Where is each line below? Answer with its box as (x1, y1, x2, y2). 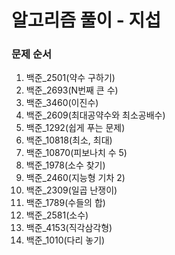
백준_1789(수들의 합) (25, 197, 106, 209)
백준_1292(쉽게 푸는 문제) (25, 122, 126, 134)
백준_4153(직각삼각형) (25, 222, 113, 234)
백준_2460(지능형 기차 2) (25, 172, 126, 184)
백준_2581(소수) (25, 209, 89, 221)
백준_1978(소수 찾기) (25, 159, 106, 171)
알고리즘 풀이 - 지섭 (11, 9, 162, 32)
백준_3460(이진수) (25, 97, 99, 109)
